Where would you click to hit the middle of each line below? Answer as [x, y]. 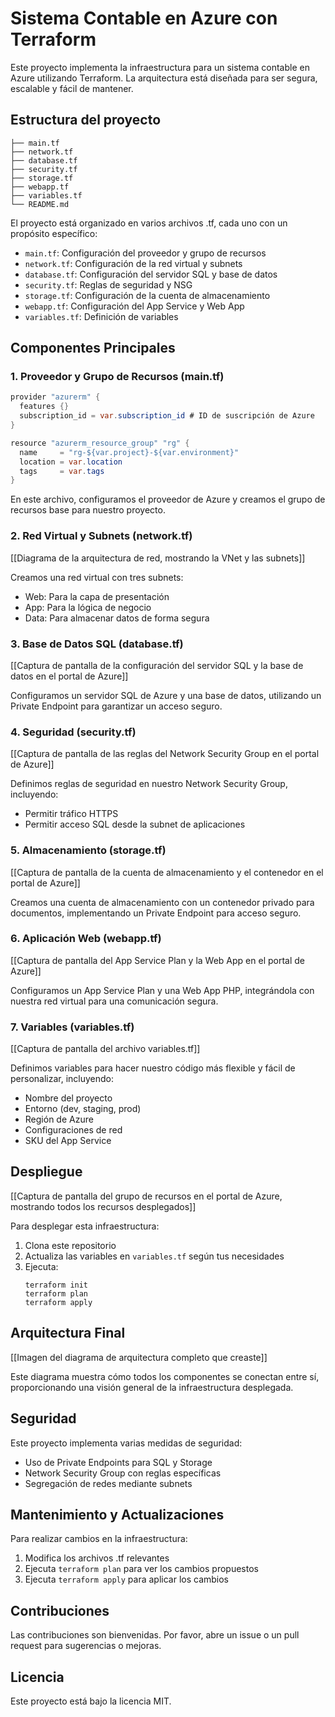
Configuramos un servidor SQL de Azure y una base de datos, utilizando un [166, 695]
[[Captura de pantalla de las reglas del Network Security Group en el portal [165, 754]
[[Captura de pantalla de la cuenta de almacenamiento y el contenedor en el [167, 872]
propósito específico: [54, 233]
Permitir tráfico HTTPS [71, 814]
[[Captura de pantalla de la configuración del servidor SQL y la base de [157, 665]
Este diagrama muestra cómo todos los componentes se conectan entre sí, [165, 1376]
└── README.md [40, 204]
